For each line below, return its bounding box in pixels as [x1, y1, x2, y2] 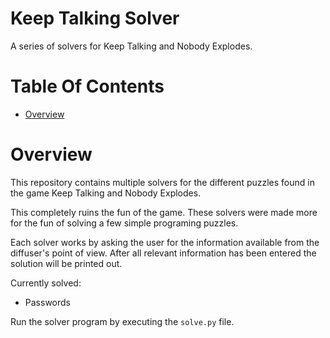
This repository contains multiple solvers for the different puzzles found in [10, 176, 315, 188]
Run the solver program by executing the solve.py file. [10, 315, 235, 327]
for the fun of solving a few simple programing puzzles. [10, 217, 239, 229]
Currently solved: [10, 277, 82, 289]
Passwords [24, 296, 71, 308]
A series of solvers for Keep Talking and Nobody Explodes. [10, 40, 253, 52]
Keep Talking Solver [10, 7, 180, 30]
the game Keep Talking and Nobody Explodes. [10, 187, 202, 199]
